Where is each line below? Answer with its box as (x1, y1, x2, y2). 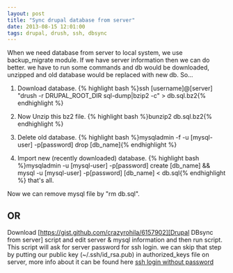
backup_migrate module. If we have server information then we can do (7, 56, 210, 65)
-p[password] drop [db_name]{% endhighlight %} (33, 140, 177, 149)
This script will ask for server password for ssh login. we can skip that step (7, 243, 222, 251)
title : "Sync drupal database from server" (7, 17, 136, 24)
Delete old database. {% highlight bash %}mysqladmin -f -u (17, 133, 189, 142)
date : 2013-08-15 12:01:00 (7, 23, 86, 30)
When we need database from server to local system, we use (7, 49, 183, 57)
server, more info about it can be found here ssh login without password (7, 258, 214, 266)
